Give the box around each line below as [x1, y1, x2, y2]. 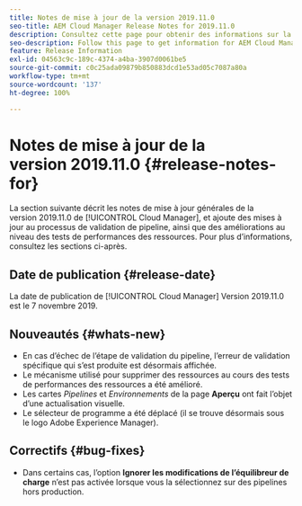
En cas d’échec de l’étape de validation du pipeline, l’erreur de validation [22, 351, 290, 361]
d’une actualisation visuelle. [22, 398, 126, 409]
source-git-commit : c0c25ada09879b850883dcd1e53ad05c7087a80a [9, 64, 247, 73]
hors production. [22, 486, 84, 497]
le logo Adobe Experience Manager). [22, 417, 159, 428]
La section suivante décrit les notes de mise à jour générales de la [9, 203, 254, 214]
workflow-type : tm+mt [9, 72, 91, 81]
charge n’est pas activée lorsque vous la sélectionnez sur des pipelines [22, 476, 288, 487]
